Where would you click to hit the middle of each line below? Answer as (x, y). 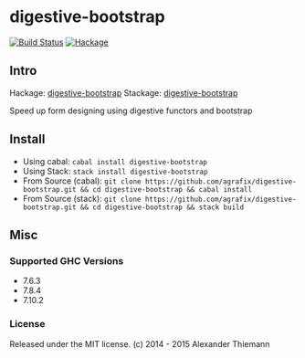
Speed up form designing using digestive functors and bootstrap (131, 111)
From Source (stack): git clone (82, 198)
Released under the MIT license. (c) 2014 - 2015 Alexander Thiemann (140, 343)
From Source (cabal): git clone (82, 181)
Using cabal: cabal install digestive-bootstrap (115, 161)
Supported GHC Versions (67, 260)
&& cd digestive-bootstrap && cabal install (167, 189)
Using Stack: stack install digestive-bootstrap (115, 171)
